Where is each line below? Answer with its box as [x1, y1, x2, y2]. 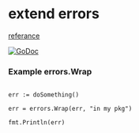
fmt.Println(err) [8, 119, 66, 127]
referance [8, 31, 40, 40]
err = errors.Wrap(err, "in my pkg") [8, 104, 133, 113]
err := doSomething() [8, 91, 80, 99]
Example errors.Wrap [8, 66, 92, 77]
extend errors [8, 5, 100, 23]
